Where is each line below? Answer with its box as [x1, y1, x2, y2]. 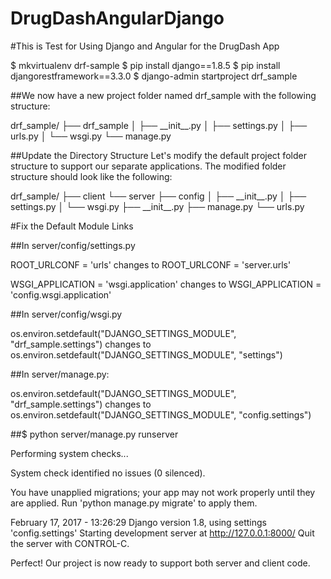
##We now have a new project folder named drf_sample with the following [10, 89, 317, 101]
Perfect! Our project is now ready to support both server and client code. [10, 557, 311, 569]
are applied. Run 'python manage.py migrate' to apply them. [10, 497, 258, 509]
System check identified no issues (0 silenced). [10, 467, 206, 479]
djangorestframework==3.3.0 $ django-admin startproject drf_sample [10, 70, 298, 82]
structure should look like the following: [10, 170, 173, 182]
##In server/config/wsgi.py [10, 308, 123, 320]
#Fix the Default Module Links [10, 220, 134, 232]
